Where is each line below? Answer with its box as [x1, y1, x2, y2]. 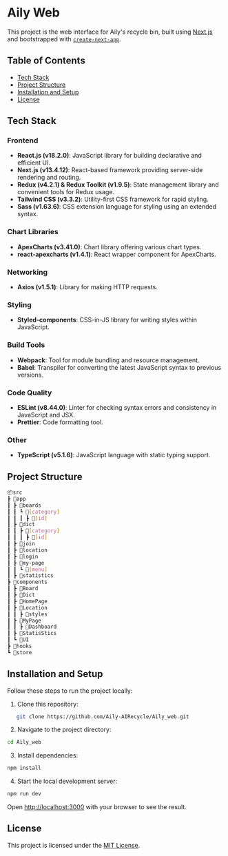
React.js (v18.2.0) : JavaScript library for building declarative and [17, 152, 202, 160]
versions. [17, 370, 43, 379]
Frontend [7, 136, 39, 145]
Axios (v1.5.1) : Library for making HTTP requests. [17, 283, 158, 291]
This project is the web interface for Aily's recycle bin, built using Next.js [7, 28, 213, 36]
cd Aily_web [7, 739, 41, 746]
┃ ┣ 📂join [7, 541, 36, 547]
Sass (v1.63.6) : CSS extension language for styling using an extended [17, 202, 217, 211]
